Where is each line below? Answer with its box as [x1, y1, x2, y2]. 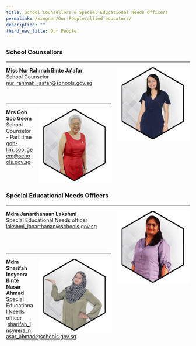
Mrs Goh [6, 108, 27, 115]
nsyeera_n [6, 327, 31, 334]
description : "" [6, 22, 45, 28]
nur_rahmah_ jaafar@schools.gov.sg [6, 79, 93, 86]
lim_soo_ [6, 146, 27, 153]
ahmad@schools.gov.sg [18, 333, 77, 340]
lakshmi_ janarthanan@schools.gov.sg [6, 222, 97, 229]
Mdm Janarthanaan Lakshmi [6, 210, 77, 217]
